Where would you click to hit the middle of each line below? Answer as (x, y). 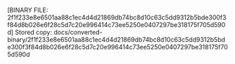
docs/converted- (78, 32)
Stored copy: (34, 32)
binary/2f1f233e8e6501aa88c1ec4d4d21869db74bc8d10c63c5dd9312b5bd (116, 40)
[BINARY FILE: (28, 10)
